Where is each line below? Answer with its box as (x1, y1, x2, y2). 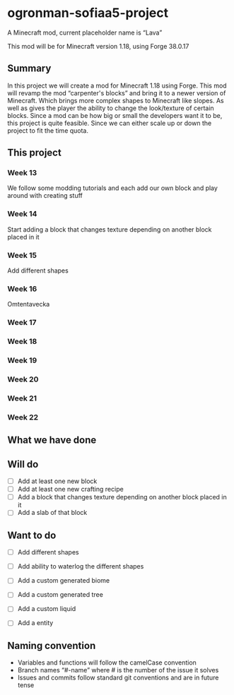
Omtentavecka (7, 300, 50, 309)
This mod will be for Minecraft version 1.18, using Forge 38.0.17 (7, 42, 189, 50)
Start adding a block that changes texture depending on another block (7, 225, 212, 234)
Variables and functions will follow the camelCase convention (17, 658, 197, 667)
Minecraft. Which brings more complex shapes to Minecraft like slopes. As (7, 96, 224, 105)
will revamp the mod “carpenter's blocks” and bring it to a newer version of (7, 88, 226, 97)
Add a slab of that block (17, 509, 88, 517)
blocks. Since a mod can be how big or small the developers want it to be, (7, 111, 223, 119)
